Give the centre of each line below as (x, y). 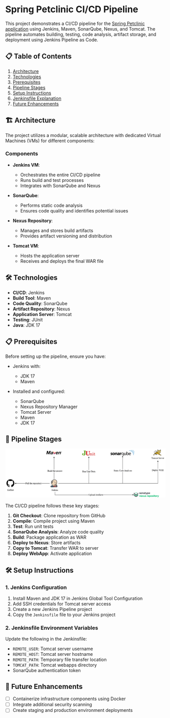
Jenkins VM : (26, 165)
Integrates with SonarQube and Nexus (60, 185)
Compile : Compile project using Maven (54, 521)
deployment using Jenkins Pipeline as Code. (52, 40)
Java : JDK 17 (26, 325)
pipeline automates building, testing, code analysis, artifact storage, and (81, 34)
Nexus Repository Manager (49, 407)
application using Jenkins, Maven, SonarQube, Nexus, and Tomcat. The (80, 29)
